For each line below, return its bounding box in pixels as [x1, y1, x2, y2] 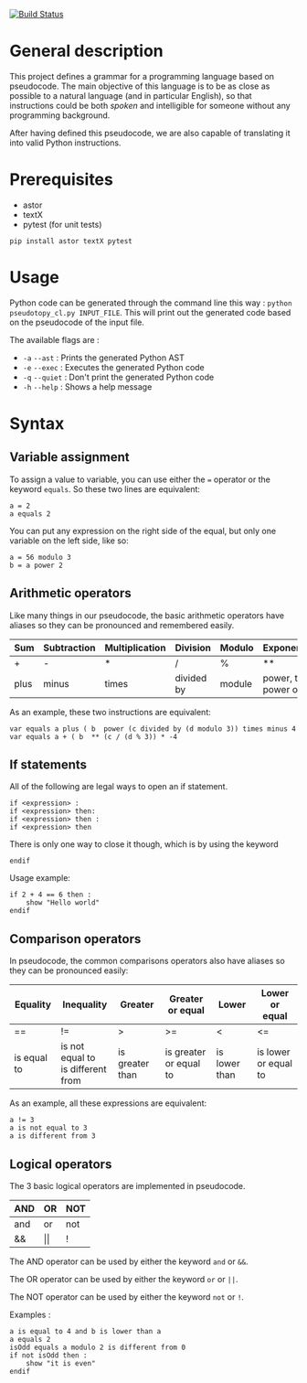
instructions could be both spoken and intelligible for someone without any [9, 100, 291, 111]
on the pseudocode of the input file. [9, 316, 144, 327]
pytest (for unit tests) [22, 219, 102, 230]
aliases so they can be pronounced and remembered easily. [9, 619, 235, 630]
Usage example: [9, 873, 71, 884]
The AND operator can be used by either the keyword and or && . [9, 1256, 249, 1267]
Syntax [9, 413, 65, 434]
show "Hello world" [26, 898, 101, 907]
